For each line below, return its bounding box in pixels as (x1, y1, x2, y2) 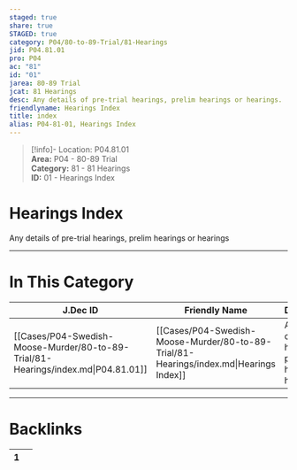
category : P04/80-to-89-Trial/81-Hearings (9, 37, 168, 47)
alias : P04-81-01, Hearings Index (9, 120, 137, 129)
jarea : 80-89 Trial (9, 79, 81, 88)
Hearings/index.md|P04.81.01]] (13, 363, 148, 375)
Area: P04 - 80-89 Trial (30, 154, 118, 164)
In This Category (9, 272, 134, 292)
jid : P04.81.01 (9, 46, 65, 55)
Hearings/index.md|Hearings (156, 358, 276, 370)
